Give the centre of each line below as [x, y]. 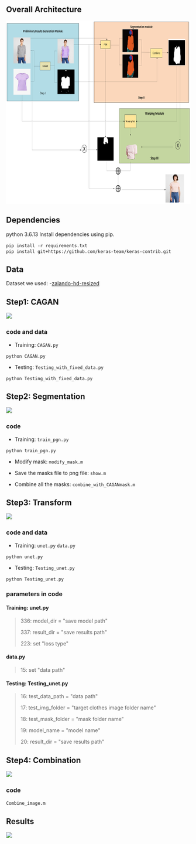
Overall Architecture [44, 10]
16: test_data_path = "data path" [59, 696]
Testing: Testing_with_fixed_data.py [59, 367]
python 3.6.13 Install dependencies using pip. [60, 234]
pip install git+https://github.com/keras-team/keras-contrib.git [89, 251]
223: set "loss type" [44, 643]
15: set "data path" [43, 670]
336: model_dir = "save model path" [64, 621]
